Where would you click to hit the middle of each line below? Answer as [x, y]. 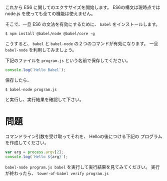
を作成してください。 [27, 142]
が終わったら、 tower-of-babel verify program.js [57, 173]
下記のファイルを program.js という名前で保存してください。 [68, 60]
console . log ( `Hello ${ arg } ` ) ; [37, 156]
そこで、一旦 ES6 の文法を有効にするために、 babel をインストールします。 [83, 24]
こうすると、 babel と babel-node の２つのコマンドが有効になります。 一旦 [82, 43]
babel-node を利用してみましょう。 [41, 50]
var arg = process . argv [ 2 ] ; [34, 152]
